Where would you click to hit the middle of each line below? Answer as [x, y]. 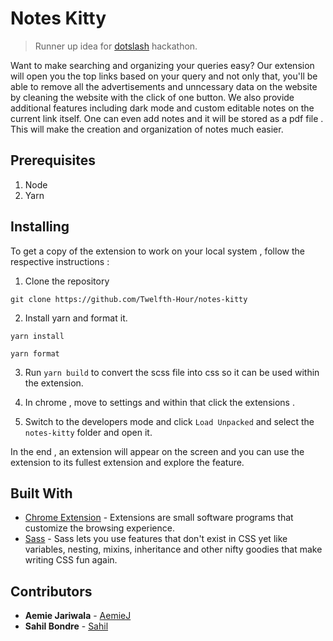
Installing [40, 227]
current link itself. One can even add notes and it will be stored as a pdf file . [167, 118]
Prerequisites [53, 160]
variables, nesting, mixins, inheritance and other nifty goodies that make [173, 549]
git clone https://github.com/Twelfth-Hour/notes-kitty [129, 299]
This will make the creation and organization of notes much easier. [147, 129]
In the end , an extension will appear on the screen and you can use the [157, 451]
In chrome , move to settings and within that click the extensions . [159, 402]
